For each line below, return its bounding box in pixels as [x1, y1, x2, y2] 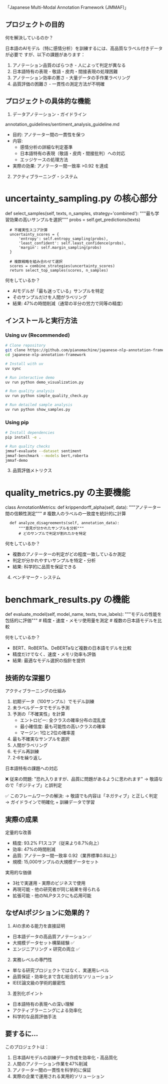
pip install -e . [5, 435, 41, 440]
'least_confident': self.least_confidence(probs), [18, 241, 126, 246]
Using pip [5, 419, 29, 426]
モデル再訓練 [12, 748, 39, 754]
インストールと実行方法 [5, 316, 77, 325]
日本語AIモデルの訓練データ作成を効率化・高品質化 [12, 1054, 118, 1060]
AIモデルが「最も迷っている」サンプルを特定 [12, 288, 104, 294]
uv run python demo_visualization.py [5, 380, 84, 385]
